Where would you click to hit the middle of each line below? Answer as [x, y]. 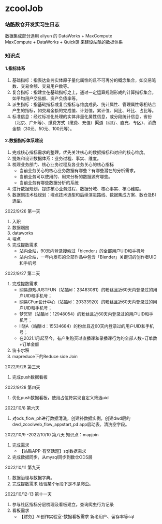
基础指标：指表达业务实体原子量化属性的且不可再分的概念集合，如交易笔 [84, 80]
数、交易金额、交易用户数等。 [42, 86]
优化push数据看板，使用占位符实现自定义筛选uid [60, 397]
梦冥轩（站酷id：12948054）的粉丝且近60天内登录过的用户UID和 [84, 314]
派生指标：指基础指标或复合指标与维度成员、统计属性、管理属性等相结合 [84, 104]
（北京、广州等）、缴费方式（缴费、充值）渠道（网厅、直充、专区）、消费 [84, 122]
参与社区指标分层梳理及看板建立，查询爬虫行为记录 [63, 504]
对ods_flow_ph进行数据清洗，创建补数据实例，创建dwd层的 [71, 418]
